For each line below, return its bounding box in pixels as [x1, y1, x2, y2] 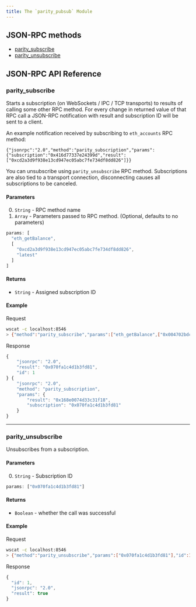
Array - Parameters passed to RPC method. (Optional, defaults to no [14, 213, 178, 220]
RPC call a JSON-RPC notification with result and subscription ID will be [6, 112, 179, 119]
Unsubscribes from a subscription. [6, 446, 89, 453]
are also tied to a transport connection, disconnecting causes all [6, 174, 160, 181]
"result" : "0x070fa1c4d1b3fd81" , [16, 364, 98, 370]
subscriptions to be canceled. [6, 180, 78, 187]
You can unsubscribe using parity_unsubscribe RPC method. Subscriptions [6, 168, 188, 175]
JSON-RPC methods [6, 30, 82, 40]
